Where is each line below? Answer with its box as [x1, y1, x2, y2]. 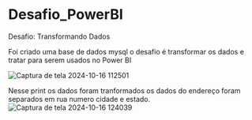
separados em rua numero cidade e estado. [8, 94, 151, 103]
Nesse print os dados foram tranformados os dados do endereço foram [8, 85, 241, 96]
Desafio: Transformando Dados [8, 32, 111, 41]
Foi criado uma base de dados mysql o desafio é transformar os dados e [8, 47, 245, 56]
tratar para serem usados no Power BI [8, 55, 132, 65]
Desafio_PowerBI [8, 6, 124, 24]
